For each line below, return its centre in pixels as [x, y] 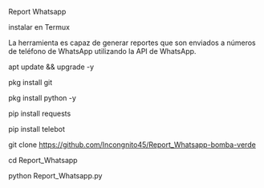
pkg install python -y [42, 98]
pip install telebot [37, 129]
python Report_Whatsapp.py [55, 176]
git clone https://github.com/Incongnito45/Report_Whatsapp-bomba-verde [132, 145]
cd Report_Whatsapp [43, 160]
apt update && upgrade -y [51, 67]
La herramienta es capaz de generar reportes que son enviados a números [132, 43]
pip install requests [40, 113]
